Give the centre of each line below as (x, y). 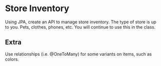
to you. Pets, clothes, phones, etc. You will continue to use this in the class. (80, 27)
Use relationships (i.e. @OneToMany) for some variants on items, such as (79, 54)
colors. (12, 59)
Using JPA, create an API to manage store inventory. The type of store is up (81, 22)
